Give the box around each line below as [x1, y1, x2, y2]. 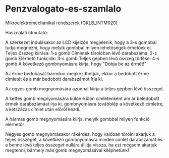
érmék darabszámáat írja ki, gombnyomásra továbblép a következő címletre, [5, 100, 164, 107]
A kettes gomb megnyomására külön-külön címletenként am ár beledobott [5, 95, 160, 101]
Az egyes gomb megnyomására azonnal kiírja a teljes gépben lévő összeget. [5, 85, 164, 91]
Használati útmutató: [5, 29, 48, 35]
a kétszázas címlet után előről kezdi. [5, 106, 81, 112]
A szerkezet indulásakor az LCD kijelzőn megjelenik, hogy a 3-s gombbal [5, 39, 157, 45]
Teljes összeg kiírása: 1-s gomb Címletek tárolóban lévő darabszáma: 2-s [5, 50, 157, 56]
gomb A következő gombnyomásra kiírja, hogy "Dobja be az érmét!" [5, 61, 147, 67]
